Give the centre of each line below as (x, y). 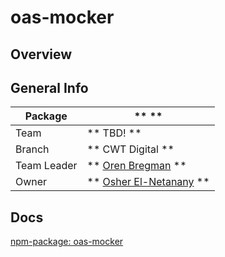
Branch (32, 149)
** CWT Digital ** (130, 149)
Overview (41, 54)
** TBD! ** (114, 133)
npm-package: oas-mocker (67, 242)
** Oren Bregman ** (136, 166)
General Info (49, 87)
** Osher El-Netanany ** (148, 182)
